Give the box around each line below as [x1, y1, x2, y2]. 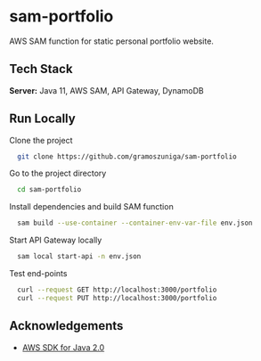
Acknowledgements [9, 318, 124, 333]
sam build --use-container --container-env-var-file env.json [17, 218, 253, 228]
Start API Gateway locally [9, 234, 102, 246]
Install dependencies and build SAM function [9, 201, 174, 212]
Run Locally [9, 111, 76, 127]
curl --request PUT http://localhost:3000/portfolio [17, 293, 217, 302]
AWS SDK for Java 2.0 [21, 341, 105, 353]
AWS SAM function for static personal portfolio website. [9, 36, 214, 46]
